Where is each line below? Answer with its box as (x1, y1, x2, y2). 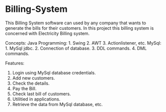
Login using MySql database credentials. (12, 69, 96, 75)
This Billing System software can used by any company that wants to (5, 20, 147, 26)
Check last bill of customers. (12, 91, 71, 97)
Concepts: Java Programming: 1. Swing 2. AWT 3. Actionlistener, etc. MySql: (5, 40, 162, 46)
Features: (5, 60, 25, 66)
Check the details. (12, 80, 50, 86)
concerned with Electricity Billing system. (5, 30, 90, 36)
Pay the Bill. (12, 85, 37, 91)
